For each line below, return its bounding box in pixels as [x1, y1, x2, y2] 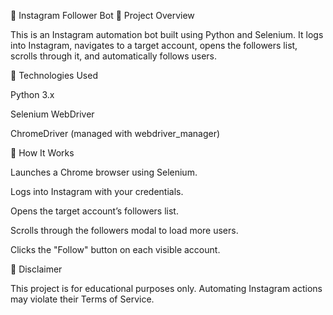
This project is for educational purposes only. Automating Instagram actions [10, 283, 323, 294]
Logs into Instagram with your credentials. [10, 186, 184, 197]
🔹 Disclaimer [10, 263, 63, 275]
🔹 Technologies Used [10, 70, 98, 81]
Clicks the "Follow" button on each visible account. [10, 244, 221, 255]
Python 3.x [10, 89, 55, 100]
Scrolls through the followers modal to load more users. [10, 225, 239, 236]
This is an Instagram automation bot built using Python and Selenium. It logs [10, 29, 324, 40]
